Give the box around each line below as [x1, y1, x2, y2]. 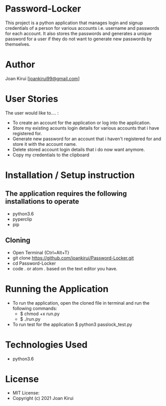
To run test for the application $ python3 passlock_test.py [12, 321, 132, 327]
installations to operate [5, 197, 79, 206]
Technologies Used [5, 339, 88, 351]
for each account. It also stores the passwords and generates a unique [5, 30, 152, 36]
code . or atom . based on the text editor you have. [12, 265, 118, 271]
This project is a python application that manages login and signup [5, 20, 143, 26]
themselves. [5, 41, 31, 47]
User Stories [5, 93, 58, 105]
